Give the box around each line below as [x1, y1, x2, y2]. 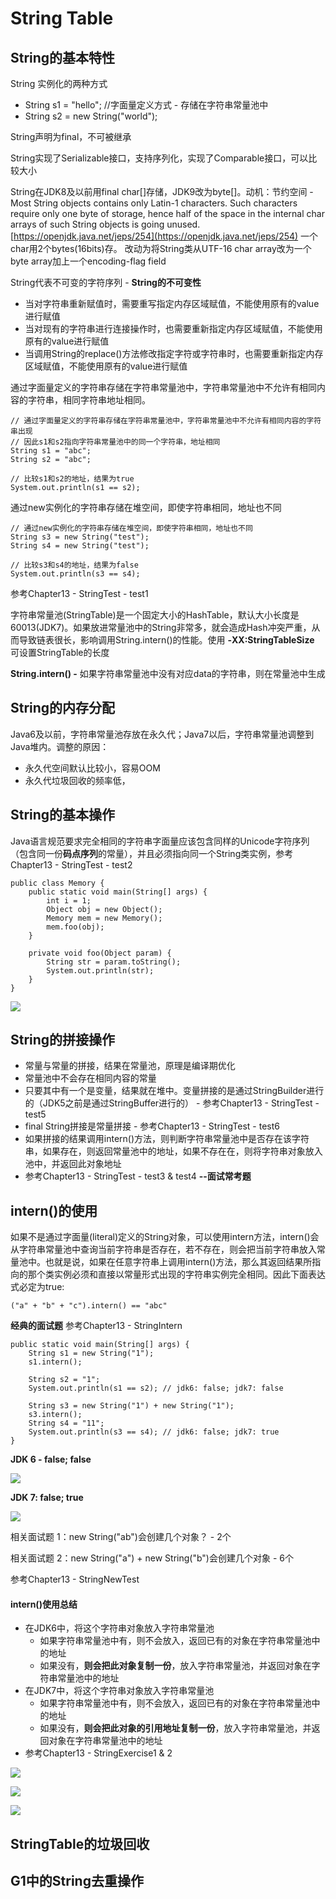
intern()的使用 [10, 1202, 98, 1219]
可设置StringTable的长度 [10, 647, 110, 658]
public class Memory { [10, 878, 105, 888]
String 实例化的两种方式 [10, 78, 108, 89]
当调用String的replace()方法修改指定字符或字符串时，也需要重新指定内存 [24, 348, 324, 359]
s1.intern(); [28, 1357, 83, 1367]
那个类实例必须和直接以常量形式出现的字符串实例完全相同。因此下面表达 [27, 1268, 326, 1281]
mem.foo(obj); [46, 922, 105, 932]
